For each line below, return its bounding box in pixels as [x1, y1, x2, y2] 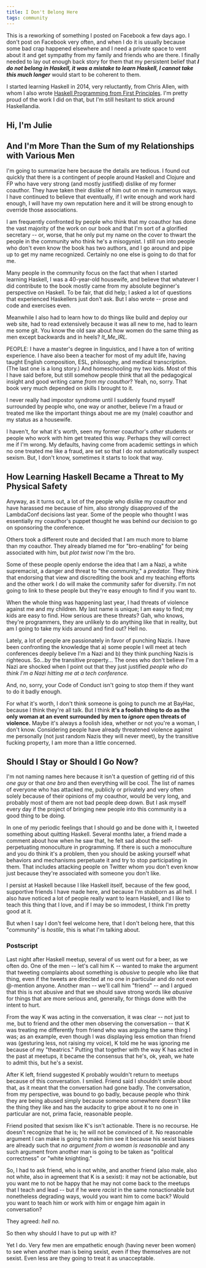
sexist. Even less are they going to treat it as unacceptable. [6, 1254, 155, 1262]
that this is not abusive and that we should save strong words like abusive [6, 988, 193, 996]
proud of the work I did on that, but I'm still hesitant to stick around [6, 96, 175, 103]
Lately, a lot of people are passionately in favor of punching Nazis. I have [6, 637, 190, 644]
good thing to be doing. [6, 812, 66, 819]
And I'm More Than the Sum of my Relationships [6, 141, 195, 151]
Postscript [6, 942, 38, 950]
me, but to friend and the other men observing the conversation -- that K [6, 1020, 190, 1027]
